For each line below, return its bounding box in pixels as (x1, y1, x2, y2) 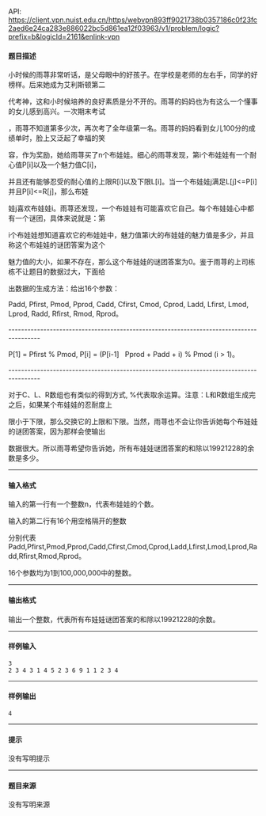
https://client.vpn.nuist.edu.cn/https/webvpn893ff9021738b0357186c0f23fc (8, 15, 258, 25)
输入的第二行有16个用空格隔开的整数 (8, 516, 127, 526)
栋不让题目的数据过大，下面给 (8, 267, 105, 276)
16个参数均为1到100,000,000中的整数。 (8, 568, 136, 578)
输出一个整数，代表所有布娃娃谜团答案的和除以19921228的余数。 (8, 614, 220, 624)
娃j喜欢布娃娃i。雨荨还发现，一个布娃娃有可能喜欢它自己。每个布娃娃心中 (8, 203, 248, 213)
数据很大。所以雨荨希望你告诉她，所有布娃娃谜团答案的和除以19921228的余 (8, 443, 255, 454)
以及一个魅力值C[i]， (32, 160, 101, 169)
